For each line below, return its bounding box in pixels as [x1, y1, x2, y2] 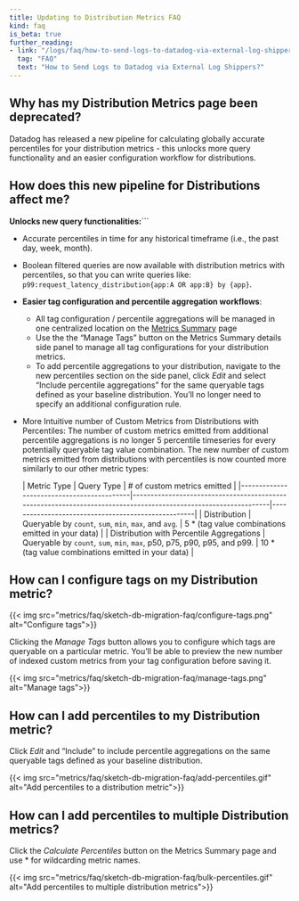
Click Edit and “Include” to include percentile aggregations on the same [9, 746, 271, 757]
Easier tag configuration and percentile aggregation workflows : [21, 296, 263, 307]
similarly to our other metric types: [21, 463, 149, 473]
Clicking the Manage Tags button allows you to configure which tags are [9, 636, 276, 647]
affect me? [9, 192, 70, 208]
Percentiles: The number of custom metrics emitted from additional [21, 425, 269, 436]
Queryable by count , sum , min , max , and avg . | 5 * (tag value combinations [21, 518, 287, 528]
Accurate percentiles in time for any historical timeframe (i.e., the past [21, 233, 279, 243]
